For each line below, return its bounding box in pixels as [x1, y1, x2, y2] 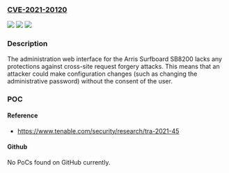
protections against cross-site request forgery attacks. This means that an [7, 62, 221, 70]
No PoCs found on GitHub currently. [7, 158, 111, 166]
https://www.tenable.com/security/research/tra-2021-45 [17, 126, 180, 135]
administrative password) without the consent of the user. [7, 76, 173, 85]
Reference [7, 111, 38, 120]
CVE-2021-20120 [7, 5, 68, 15]
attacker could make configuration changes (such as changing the [7, 69, 198, 78]
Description [7, 39, 48, 49]
